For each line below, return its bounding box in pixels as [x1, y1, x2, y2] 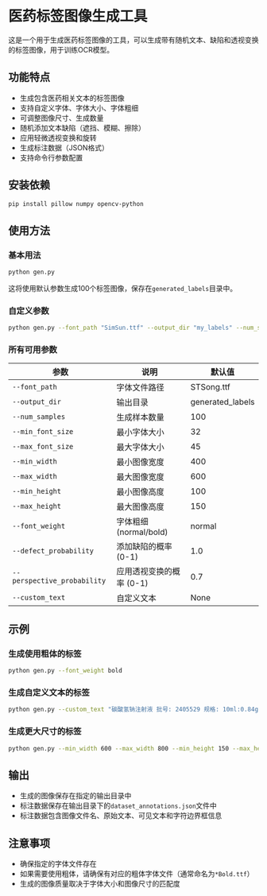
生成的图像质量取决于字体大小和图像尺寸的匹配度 [19, 879, 180, 888]
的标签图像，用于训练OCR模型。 [8, 45, 114, 54]
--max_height [12, 502, 62, 511]
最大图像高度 [116, 502, 164, 513]
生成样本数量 [116, 412, 164, 423]
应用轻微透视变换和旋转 [19, 133, 97, 142]
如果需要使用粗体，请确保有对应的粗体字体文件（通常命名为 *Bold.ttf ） [19, 869, 254, 879]
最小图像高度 [116, 487, 164, 498]
